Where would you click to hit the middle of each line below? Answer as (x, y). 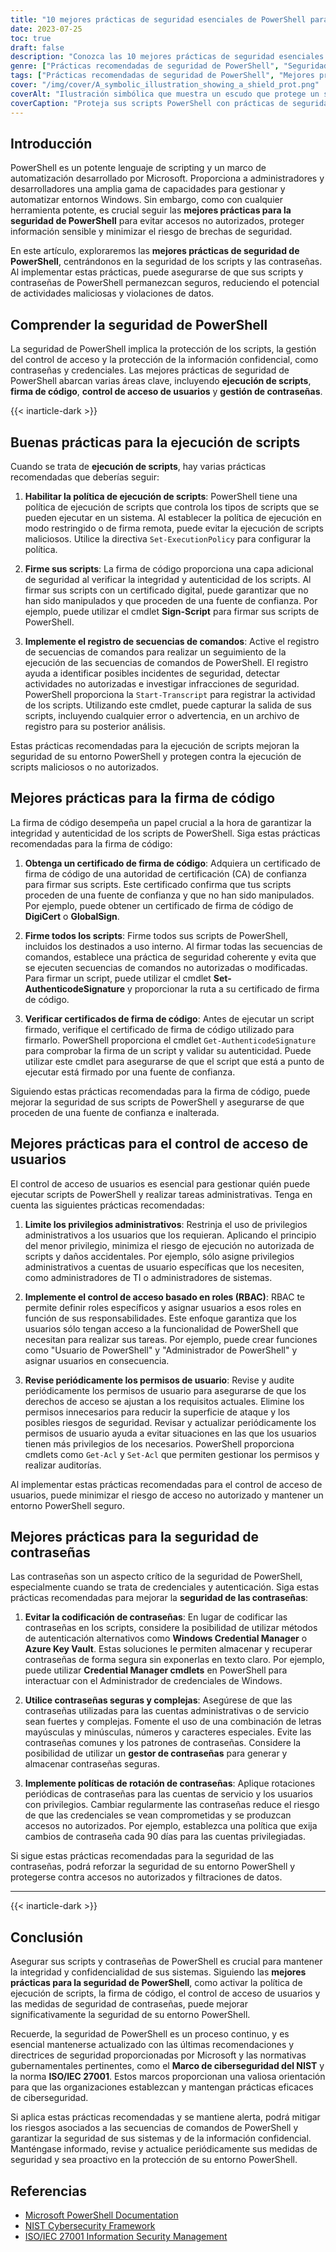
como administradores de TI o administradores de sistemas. (148, 1277)
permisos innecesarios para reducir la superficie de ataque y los (157, 1412)
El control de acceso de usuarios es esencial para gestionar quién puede (160, 1183)
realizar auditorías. (63, 1465)
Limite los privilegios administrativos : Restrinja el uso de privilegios (166, 1224)
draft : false (37, 47)
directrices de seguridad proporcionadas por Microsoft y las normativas (158, 2055)
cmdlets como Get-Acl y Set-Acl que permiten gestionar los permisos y (172, 1454)
